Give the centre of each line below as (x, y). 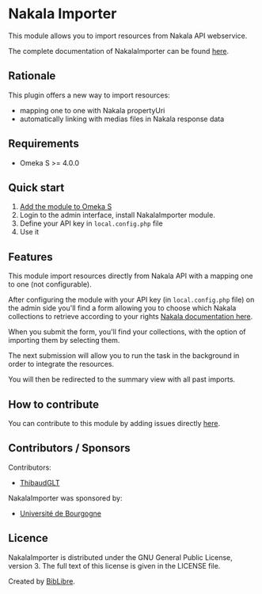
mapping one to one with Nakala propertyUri (92, 110)
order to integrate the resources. (61, 364)
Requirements (44, 144)
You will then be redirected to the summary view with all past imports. (122, 379)
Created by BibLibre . (42, 581)
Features (30, 257)
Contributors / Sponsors (69, 448)
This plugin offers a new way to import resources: (89, 95)
